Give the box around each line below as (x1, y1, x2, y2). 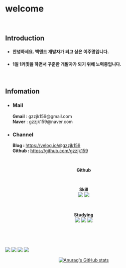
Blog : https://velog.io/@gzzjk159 (12, 142, 81, 148)
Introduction (5, 34, 45, 42)
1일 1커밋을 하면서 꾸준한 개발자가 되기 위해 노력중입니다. (12, 61, 122, 67)
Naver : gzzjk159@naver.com (12, 118, 73, 124)
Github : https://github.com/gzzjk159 (12, 148, 88, 154)
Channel (12, 131, 34, 138)
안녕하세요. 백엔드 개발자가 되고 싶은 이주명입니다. (12, 48, 109, 54)
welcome (5, 3, 44, 14)
